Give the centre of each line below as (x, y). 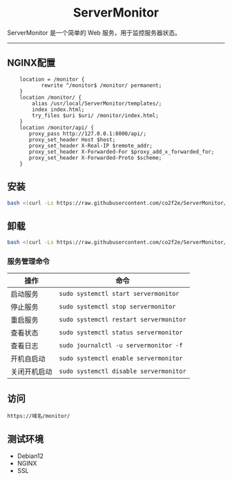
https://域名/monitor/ (39, 416)
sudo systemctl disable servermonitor (123, 371)
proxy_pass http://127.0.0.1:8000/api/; (88, 133)
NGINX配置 (31, 63)
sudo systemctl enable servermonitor (121, 359)
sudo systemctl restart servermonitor (123, 320)
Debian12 (30, 456)
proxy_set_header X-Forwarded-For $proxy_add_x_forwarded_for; (122, 152)
